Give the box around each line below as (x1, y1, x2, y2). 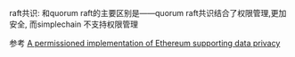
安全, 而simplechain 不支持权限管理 (9, 19, 138, 29)
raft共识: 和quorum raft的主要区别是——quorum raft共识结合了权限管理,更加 (9, 8, 287, 18)
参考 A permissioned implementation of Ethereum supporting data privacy (9, 38, 281, 48)
